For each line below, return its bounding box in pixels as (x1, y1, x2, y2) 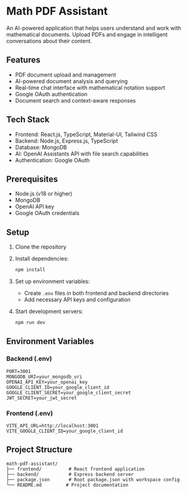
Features (6, 55, 41, 65)
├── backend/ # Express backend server (6, 471, 134, 478)
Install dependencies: (15, 255, 69, 262)
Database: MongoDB (15, 143, 67, 151)
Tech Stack (6, 114, 50, 125)
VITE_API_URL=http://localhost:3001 (6, 422, 99, 429)
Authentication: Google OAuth (15, 156, 90, 163)
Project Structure (6, 445, 73, 455)
